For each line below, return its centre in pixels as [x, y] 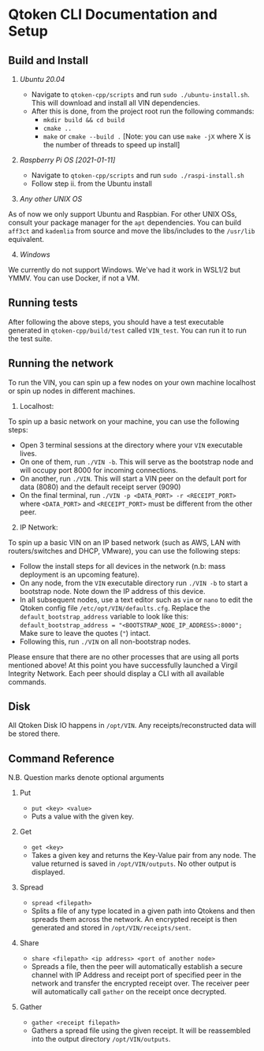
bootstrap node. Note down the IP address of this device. [112, 591]
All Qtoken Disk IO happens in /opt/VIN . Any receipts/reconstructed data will [132, 726]
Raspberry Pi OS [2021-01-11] [67, 160]
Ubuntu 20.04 [42, 79]
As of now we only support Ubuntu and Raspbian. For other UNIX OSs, [123, 214]
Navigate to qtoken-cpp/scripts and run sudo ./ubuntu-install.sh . [140, 95]
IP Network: [39, 527]
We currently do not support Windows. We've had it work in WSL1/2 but [125, 270]
